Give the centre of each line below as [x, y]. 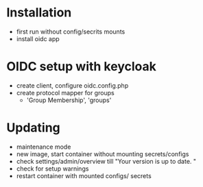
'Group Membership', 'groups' [69, 100]
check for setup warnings [52, 169]
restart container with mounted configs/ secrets [84, 175]
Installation [39, 13]
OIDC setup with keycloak [82, 67]
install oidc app [38, 38]
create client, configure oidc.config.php [72, 85]
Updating [34, 128]
